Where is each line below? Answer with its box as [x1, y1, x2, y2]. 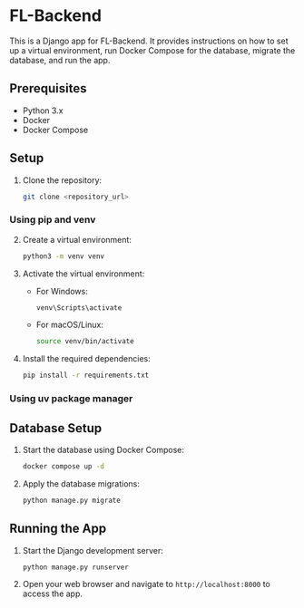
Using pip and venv [9, 214, 96, 227]
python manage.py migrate [22, 496, 121, 505]
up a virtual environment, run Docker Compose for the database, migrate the [9, 44, 296, 55]
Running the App [9, 521, 107, 536]
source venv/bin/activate [35, 337, 134, 346]
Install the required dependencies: [22, 353, 152, 364]
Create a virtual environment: [22, 234, 132, 245]
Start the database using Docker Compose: [22, 444, 184, 455]
